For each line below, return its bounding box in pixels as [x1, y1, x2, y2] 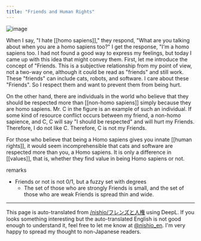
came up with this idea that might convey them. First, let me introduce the [6, 55, 188, 63]
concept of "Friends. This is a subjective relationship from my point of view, [6, 62, 193, 69]
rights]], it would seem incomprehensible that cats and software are [6, 142, 173, 149]
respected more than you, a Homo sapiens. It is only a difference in [6, 149, 172, 156]
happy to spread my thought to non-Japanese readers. [6, 228, 142, 235]
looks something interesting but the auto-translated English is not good [6, 215, 181, 223]
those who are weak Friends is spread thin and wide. [23, 190, 154, 197]
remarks [6, 166, 27, 174]
